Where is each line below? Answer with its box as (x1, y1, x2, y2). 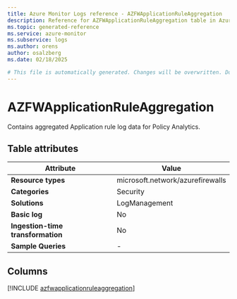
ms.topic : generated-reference (7, 23, 99, 30)
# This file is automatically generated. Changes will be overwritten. (7, 68, 222, 76)
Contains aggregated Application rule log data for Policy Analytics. (7, 122, 201, 131)
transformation (11, 230, 63, 240)
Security (116, 187, 145, 197)
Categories (11, 187, 49, 197)
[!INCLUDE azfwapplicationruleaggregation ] (7, 284, 135, 293)
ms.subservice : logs (7, 37, 68, 44)
